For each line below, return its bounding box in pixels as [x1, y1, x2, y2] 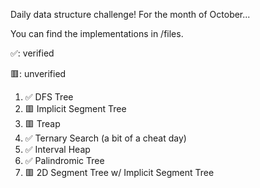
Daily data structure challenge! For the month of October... [10, 9, 251, 20]
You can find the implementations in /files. [10, 28, 184, 39]
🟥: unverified [10, 68, 67, 79]
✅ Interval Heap [24, 144, 91, 155]
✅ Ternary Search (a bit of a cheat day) [24, 132, 187, 144]
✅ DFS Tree [24, 91, 74, 103]
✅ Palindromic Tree [24, 155, 105, 166]
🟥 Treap [24, 118, 61, 129]
